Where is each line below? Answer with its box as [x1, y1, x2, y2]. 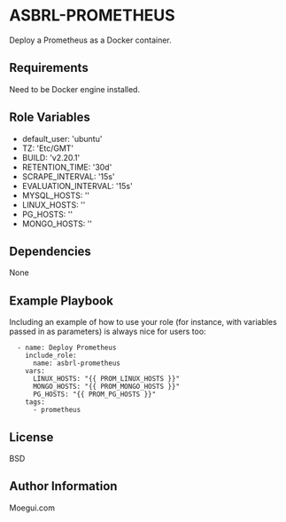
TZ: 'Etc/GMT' [21, 143, 74, 154]
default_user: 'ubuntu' [21, 133, 103, 144]
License [9, 430, 54, 445]
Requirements [9, 60, 89, 75]
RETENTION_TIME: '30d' [21, 162, 112, 172]
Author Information [9, 478, 118, 494]
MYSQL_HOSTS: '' [21, 190, 90, 201]
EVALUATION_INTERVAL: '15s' [21, 180, 133, 191]
